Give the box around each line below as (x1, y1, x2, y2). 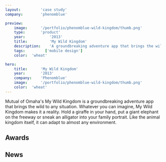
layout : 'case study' (5, 7, 68, 12)
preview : (5, 21, 23, 26)
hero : (5, 62, 16, 67)
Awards (5, 134, 30, 142)
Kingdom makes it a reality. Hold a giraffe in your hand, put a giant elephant (5, 109, 159, 115)
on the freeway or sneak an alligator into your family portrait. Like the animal (5, 114, 160, 120)
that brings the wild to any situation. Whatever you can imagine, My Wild (5, 103, 153, 109)
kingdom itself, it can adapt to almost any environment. (5, 119, 117, 125)
